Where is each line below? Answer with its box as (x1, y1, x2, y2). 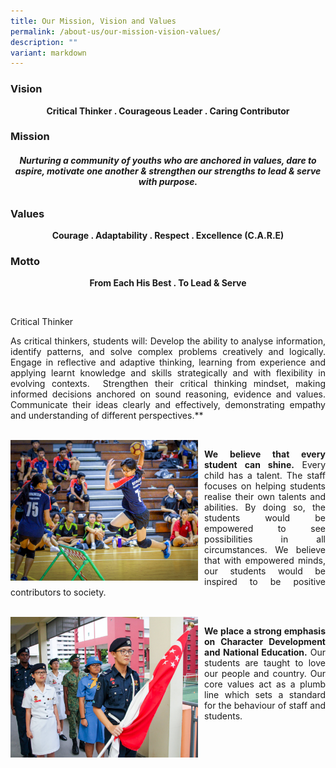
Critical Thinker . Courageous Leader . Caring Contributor (46, 105, 290, 117)
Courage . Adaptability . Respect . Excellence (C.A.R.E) (51, 230, 285, 242)
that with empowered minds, (204, 555, 326, 567)
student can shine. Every (204, 459, 327, 471)
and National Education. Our (204, 646, 326, 659)
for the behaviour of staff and (204, 700, 326, 712)
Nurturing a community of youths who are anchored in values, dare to (19, 155, 317, 167)
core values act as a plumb (204, 678, 326, 690)
